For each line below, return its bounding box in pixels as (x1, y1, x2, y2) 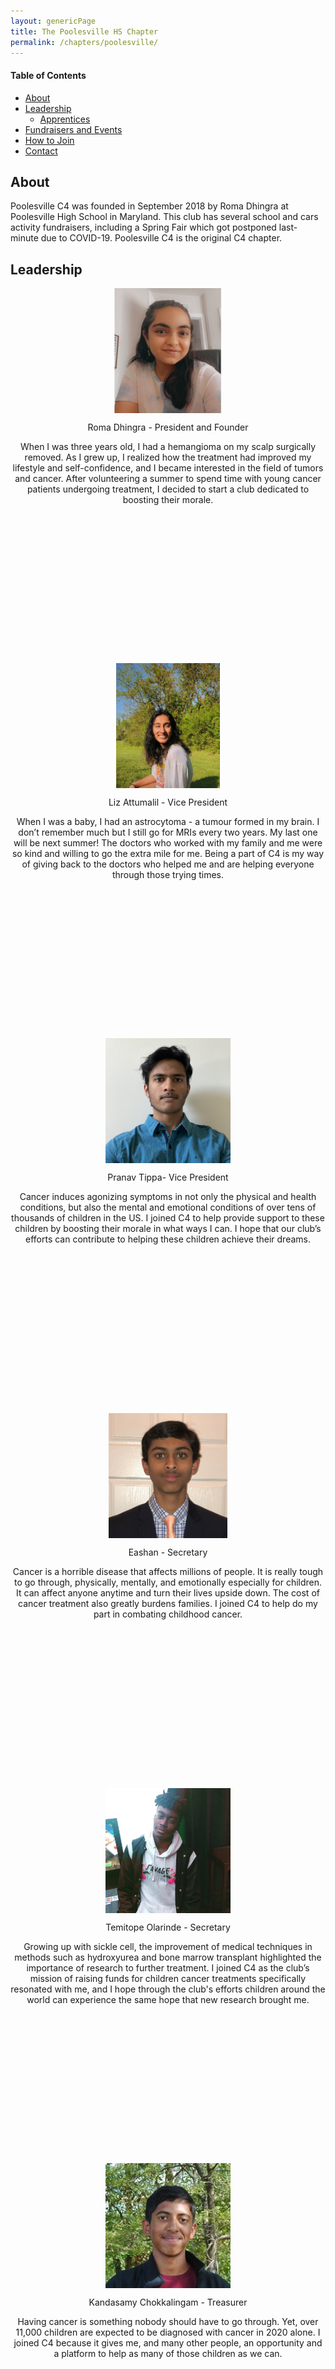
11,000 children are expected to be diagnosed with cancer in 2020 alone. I (15, 2326, 321, 2339)
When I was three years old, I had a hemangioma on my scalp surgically (19, 441, 317, 453)
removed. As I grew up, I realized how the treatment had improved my (24, 451, 312, 464)
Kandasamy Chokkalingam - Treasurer (88, 2296, 248, 2309)
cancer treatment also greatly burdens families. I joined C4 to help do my (18, 1598, 318, 1610)
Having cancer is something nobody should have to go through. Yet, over (17, 2316, 319, 2328)
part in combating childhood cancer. (93, 1608, 243, 1620)
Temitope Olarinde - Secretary (105, 1921, 231, 1934)
